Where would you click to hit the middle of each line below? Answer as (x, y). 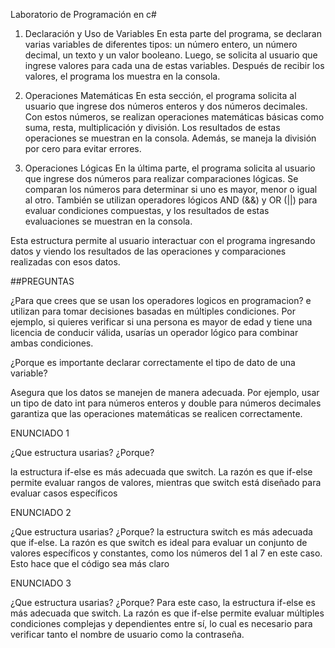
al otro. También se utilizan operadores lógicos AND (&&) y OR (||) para (171, 200)
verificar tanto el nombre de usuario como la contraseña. (127, 634)
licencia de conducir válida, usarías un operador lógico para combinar (154, 332)
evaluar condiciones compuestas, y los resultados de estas (147, 210)
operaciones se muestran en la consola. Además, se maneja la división (170, 138)
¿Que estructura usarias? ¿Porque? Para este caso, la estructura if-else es (163, 602)
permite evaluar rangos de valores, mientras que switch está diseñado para (166, 482)
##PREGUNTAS (42, 281)
